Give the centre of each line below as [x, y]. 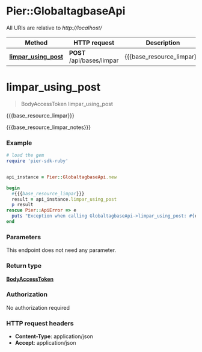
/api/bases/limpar [94, 60]
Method [36, 42]
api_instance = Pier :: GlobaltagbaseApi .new [62, 177]
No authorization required [38, 307]
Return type [24, 266]
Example [19, 143]
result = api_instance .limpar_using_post [64, 199]
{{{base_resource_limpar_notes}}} [49, 127]
